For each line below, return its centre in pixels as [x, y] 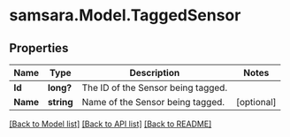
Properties [39, 48]
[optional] [256, 102]
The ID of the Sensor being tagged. [155, 88]
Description [155, 73]
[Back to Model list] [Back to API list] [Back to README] [111, 124]
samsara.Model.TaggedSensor [125, 15]
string [60, 102]
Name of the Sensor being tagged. [153, 102]
